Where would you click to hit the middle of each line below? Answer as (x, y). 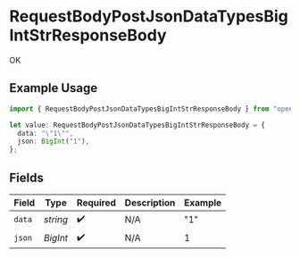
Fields (27, 177)
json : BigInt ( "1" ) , (54, 141)
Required (96, 203)
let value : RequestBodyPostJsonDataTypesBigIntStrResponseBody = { (137, 125)
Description (150, 203)
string (56, 220)
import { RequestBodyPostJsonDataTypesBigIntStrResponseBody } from (139, 109)
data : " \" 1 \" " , (46, 133)
